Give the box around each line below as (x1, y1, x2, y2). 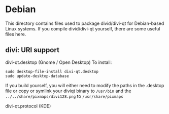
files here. (5, 31, 26, 37)
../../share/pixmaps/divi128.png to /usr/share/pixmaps (5, 93, 123, 99)
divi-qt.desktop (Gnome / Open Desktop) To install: (5, 59, 112, 65)
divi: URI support (5, 46, 60, 54)
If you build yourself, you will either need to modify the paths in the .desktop (5, 82, 164, 88)
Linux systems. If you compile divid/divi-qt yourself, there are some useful (5, 25, 160, 31)
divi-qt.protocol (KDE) (5, 103, 51, 109)
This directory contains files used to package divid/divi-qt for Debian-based (5, 20, 164, 26)
